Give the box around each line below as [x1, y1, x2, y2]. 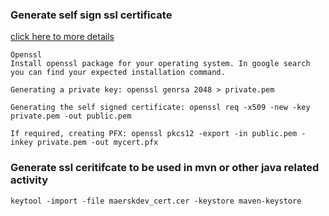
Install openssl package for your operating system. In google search [10, 59, 311, 69]
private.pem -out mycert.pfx [36, 138, 159, 148]
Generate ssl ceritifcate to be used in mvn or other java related [10, 161, 320, 175]
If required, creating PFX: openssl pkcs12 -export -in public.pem [10, 129, 298, 139]
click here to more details [10, 31, 115, 43]
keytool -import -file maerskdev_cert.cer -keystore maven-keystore [10, 196, 302, 206]
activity [10, 173, 48, 187]
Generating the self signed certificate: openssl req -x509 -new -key [10, 103, 311, 113]
